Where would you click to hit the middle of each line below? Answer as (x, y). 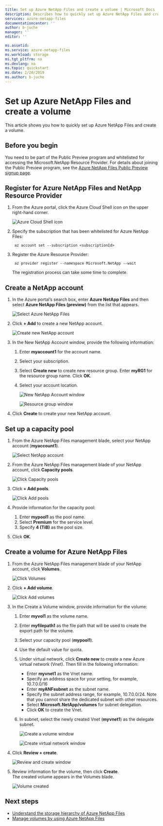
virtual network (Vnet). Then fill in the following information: (79, 664)
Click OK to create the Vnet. (55, 710)
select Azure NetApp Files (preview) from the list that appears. (75, 305)
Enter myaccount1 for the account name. (60, 352)
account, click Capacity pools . (43, 470)
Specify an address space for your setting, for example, (82, 679)
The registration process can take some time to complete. (70, 273)
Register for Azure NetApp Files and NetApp (73, 188)
